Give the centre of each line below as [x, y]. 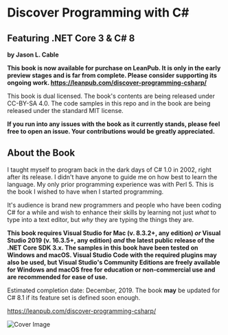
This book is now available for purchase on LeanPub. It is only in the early [114, 68]
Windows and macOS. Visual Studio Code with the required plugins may [112, 255]
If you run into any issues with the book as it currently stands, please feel [114, 124]
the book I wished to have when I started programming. [85, 192]
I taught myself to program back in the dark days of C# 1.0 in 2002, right [109, 170]
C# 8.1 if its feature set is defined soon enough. [74, 297]
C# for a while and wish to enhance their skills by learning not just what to [112, 212]
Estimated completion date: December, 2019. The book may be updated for [114, 290]
